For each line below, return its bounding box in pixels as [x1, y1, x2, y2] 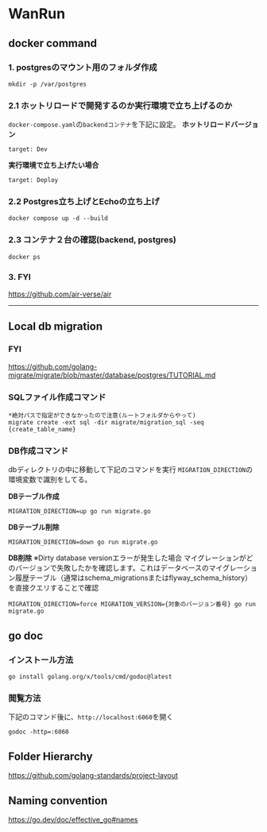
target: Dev [8, 145, 48, 153]
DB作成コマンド [8, 445, 69, 456]
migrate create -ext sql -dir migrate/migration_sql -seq [8, 419, 204, 427]
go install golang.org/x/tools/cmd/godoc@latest [8, 673, 172, 681]
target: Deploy [8, 176, 59, 184]
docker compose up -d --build [8, 215, 109, 223]
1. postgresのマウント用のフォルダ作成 [8, 61, 157, 72]
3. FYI [8, 271, 32, 282]
